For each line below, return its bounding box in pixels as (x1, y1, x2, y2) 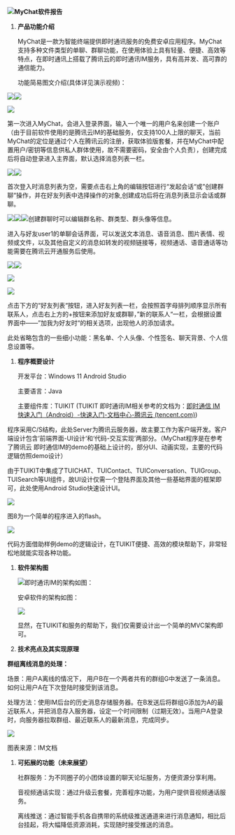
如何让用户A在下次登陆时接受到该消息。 (7, 683, 122, 692)
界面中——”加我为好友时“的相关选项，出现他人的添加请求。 (7, 319, 178, 327)
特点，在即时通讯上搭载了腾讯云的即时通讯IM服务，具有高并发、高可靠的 (17, 55, 227, 63)
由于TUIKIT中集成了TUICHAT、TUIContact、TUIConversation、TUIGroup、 (7, 466, 225, 475)
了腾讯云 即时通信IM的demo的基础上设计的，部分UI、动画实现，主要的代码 (7, 443, 222, 451)
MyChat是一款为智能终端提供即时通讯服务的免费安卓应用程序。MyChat (17, 37, 222, 45)
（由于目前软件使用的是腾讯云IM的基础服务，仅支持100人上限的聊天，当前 (7, 128, 221, 136)
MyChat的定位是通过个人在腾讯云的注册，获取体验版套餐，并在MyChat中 (7, 137, 218, 145)
